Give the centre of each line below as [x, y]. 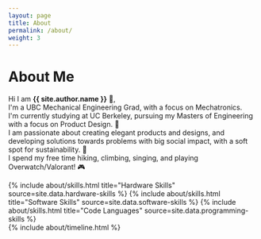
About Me [41, 77]
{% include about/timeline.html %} [65, 228]
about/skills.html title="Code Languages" [75, 210]
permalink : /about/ [40, 30]
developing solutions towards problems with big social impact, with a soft [128, 141]
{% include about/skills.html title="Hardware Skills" [92, 185]
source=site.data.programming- [196, 210]
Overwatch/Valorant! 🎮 [47, 167]
